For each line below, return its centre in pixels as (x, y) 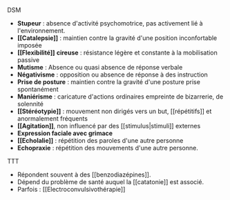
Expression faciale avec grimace (65, 133)
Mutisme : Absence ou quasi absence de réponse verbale (100, 67)
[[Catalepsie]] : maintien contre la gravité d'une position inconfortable (117, 38)
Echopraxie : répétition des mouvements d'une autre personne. (107, 148)
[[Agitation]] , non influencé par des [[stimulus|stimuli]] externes (109, 126)
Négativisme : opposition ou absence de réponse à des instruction (113, 74)
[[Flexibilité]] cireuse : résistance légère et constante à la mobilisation (117, 52)
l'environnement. (41, 31)
